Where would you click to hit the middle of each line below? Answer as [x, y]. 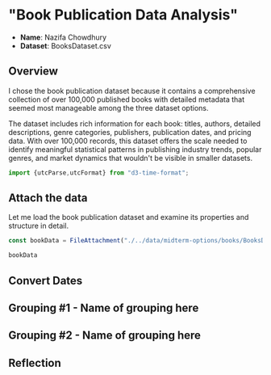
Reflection [35, 362]
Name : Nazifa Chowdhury [63, 37]
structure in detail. [39, 226]
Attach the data [48, 198]
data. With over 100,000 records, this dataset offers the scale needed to [128, 141]
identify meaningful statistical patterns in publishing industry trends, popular [135, 149]
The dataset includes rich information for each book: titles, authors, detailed [134, 124]
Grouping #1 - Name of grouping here [104, 308]
